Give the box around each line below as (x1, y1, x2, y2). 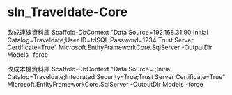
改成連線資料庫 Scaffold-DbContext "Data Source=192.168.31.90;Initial (7, 28, 209, 36)
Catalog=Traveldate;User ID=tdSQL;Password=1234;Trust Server (7, 35, 194, 44)
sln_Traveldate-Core (7, 4, 127, 20)
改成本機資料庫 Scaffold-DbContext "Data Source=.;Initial (7, 64, 172, 73)
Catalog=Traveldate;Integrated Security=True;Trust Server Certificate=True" (7, 72, 226, 80)
